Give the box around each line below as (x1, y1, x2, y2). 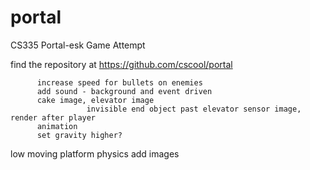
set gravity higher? (36, 130, 123, 140)
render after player (10, 112, 97, 123)
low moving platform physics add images (10, 147, 180, 160)
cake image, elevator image (36, 95, 155, 105)
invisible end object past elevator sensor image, (86, 104, 302, 114)
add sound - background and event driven (36, 86, 213, 96)
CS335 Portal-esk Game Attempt (10, 39, 146, 51)
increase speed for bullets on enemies (36, 77, 203, 88)
